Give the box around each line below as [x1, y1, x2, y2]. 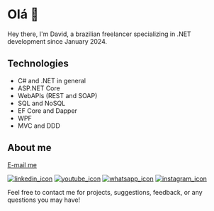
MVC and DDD [17, 121, 60, 130]
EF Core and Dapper [17, 106, 78, 115]
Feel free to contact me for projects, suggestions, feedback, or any [7, 188, 203, 196]
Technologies [7, 58, 69, 70]
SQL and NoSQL [17, 99, 66, 107]
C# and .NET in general [17, 76, 86, 85]
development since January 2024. [7, 37, 108, 45]
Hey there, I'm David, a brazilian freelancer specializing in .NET [7, 30, 191, 38]
